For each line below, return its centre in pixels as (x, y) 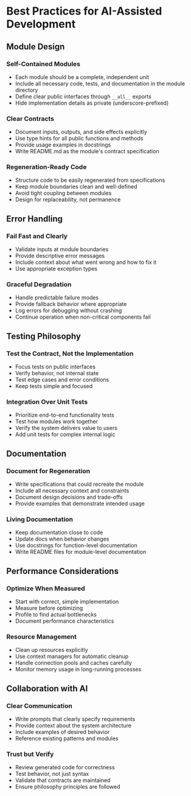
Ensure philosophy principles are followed (68, 787)
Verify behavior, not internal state (57, 373)
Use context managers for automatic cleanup (72, 656)
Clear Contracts (30, 119)
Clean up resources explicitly (51, 650)
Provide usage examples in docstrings (63, 145)
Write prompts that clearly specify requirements (75, 719)
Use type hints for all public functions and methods (79, 139)
